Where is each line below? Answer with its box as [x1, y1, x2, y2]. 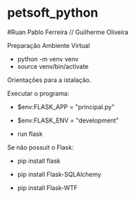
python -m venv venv [17, 54, 79, 63]
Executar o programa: [7, 89, 70, 97]
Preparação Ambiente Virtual [7, 41, 90, 49]
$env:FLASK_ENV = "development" [17, 116, 120, 125]
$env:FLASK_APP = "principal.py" [17, 102, 115, 111]
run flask [17, 129, 43, 138]
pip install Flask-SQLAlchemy [17, 170, 102, 178]
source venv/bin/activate [17, 62, 89, 70]
